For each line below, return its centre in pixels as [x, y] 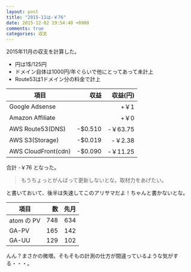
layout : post [22, 12]
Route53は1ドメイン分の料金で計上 [58, 79]
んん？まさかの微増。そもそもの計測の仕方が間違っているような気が [90, 256]
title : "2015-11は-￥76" [36, 17]
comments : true [25, 28]
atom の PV [25, 221]
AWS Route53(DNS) [38, 129]
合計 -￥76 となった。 [33, 168]
